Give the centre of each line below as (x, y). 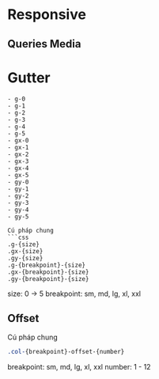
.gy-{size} (25, 258)
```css (18, 237)
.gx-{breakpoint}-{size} (48, 272)
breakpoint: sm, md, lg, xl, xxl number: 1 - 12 (79, 367)
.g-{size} (24, 244)
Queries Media (44, 44)
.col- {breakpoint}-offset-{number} (66, 352)
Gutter (29, 78)
